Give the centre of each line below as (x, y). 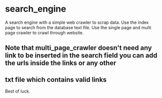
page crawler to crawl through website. (45, 33)
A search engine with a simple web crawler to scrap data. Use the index (77, 22)
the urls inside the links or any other (61, 63)
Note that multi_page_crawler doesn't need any (79, 48)
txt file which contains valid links (56, 79)
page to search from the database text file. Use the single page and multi (78, 27)
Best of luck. (18, 91)
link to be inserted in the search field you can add (81, 56)
